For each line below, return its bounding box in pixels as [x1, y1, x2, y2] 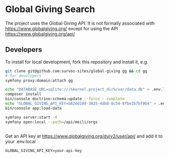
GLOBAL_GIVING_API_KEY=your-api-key [5, 148, 82, 153]
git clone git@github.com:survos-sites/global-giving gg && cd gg [5, 68, 147, 73]
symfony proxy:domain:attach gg [5, 78, 73, 83]
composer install [5, 92, 42, 97]
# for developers [5, 73, 42, 78]
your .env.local [5, 138, 36, 144]
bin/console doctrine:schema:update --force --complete [5, 97, 125, 102]
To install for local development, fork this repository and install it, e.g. [5, 59, 148, 65]
